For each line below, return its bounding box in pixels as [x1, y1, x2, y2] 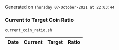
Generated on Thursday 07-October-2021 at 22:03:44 [5, 4, 115, 10]
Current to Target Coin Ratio [5, 16, 74, 23]
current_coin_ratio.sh [5, 28, 52, 33]
